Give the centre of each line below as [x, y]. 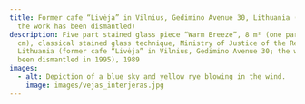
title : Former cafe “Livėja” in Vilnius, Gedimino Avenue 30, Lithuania [150, 18]
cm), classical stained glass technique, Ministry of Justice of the [152, 43]
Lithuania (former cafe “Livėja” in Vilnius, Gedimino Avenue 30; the [154, 52]
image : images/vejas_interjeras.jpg [95, 85]
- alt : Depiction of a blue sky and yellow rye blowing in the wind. [152, 77]
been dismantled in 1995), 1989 [79, 60]
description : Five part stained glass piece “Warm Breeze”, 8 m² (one [146, 34]
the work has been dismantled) [77, 26]
